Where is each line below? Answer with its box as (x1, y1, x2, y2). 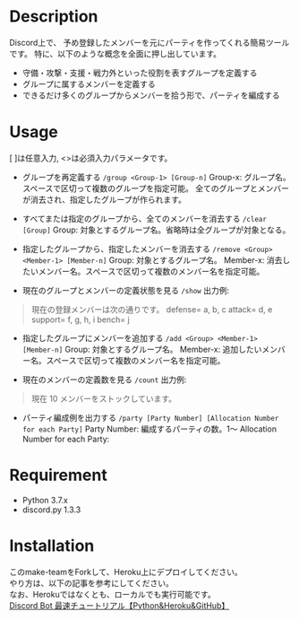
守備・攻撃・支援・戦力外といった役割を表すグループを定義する (21, 67, 258, 78)
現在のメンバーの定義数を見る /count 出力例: (21, 374, 187, 385)
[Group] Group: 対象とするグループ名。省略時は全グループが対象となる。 (21, 224, 291, 235)
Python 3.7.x (21, 494, 69, 505)
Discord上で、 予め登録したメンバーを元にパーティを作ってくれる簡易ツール (9, 37, 290, 48)
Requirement (9, 465, 107, 485)
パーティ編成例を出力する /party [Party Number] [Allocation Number (21, 412, 279, 423)
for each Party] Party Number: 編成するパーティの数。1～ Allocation (21, 424, 278, 434)
